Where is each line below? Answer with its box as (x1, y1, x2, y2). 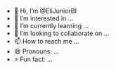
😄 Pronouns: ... (13, 47, 60, 56)
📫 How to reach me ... (13, 37, 79, 45)
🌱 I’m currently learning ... (13, 22, 89, 30)
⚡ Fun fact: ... (13, 55, 53, 63)
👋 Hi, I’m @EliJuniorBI (13, 7, 77, 15)
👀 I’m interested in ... (13, 14, 74, 23)
